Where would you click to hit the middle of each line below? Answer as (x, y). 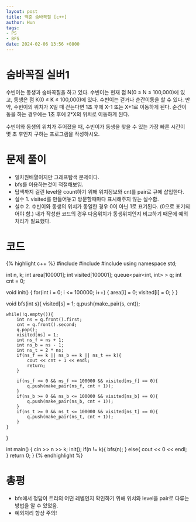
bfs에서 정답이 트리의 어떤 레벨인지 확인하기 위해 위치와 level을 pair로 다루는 (102, 498)
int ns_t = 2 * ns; (40, 350)
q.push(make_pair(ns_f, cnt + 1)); (71, 386)
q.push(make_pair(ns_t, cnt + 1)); (71, 417)
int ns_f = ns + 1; (40, 340)
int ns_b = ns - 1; (40, 345)
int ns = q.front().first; (49, 320)
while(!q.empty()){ (30, 314)
